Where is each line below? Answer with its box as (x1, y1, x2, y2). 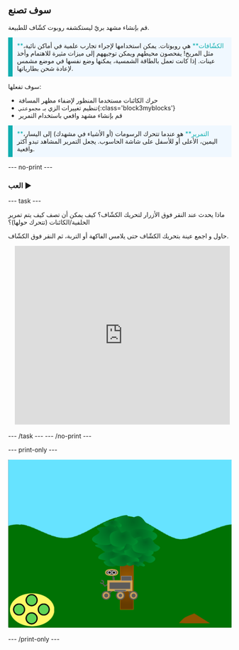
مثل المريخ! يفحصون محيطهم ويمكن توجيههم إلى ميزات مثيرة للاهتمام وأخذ (17, 48, 213, 58)
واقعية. (17, 144, 35, 153)
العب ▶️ (8, 180, 32, 190)
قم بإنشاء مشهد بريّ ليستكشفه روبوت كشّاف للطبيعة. (8, 23, 150, 31)
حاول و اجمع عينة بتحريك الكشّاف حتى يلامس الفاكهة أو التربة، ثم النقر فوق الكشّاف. (8, 232, 229, 240)
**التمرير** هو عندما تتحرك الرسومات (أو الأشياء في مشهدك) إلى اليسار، (17, 129, 210, 138)
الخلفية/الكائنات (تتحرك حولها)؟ (8, 218, 91, 227)
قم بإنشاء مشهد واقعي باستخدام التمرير (18, 111, 123, 119)
